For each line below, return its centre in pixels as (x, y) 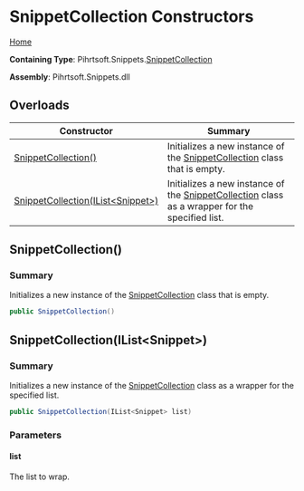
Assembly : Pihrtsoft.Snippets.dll (70, 77)
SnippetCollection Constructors (132, 17)
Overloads (39, 106)
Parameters (35, 435)
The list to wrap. (40, 477)
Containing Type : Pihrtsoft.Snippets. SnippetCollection (111, 59)
